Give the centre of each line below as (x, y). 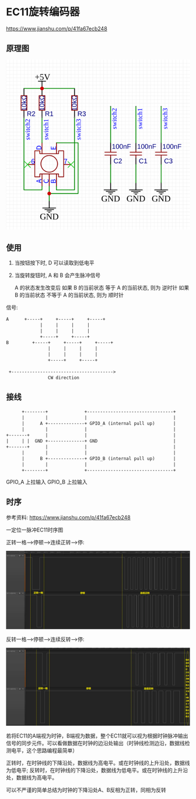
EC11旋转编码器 (43, 12)
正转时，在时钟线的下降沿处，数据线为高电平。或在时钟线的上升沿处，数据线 (98, 763)
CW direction (64, 378)
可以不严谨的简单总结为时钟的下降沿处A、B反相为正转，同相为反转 (86, 790)
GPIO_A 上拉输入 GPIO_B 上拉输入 (47, 482)
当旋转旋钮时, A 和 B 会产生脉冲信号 (57, 275)
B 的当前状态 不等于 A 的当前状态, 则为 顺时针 (69, 295)
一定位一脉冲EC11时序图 (35, 530)
